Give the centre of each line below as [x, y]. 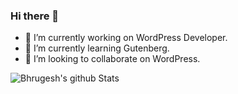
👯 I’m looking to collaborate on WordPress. [112, 59]
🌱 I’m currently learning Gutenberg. [97, 48]
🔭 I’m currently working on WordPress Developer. [126, 38]
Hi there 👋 [35, 16]
